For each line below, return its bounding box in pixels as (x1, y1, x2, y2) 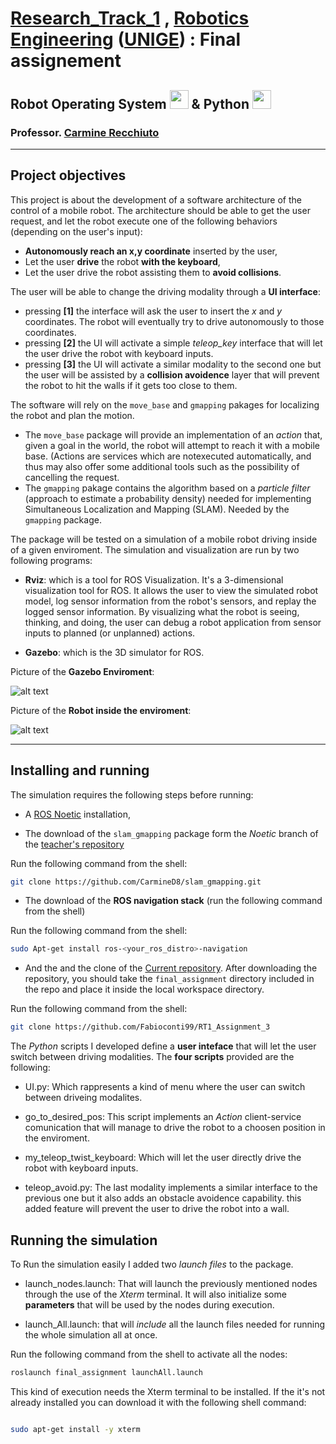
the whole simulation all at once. (24, 1328, 158, 1341)
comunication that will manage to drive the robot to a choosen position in (24, 1122, 326, 1134)
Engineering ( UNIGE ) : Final (10, 28, 242, 51)
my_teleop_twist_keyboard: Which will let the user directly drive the (24, 1152, 302, 1164)
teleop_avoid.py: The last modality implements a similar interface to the (24, 1182, 318, 1194)
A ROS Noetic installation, (24, 808, 131, 820)
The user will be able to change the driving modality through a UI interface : (10, 285, 321, 297)
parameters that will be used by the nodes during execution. (24, 1298, 275, 1311)
